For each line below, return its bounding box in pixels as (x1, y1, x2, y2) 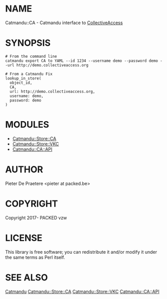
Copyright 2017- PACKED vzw (5, 215, 67, 221)
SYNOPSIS (5, 37, 51, 49)
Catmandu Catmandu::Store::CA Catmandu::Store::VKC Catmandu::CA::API (5, 288, 159, 294)
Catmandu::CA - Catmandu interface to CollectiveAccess (5, 20, 123, 26)
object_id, (10, 80, 33, 85)
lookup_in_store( (5, 76, 42, 81)
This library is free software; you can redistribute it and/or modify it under (5, 249, 157, 255)
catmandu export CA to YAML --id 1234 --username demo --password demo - (5, 58, 163, 63)
